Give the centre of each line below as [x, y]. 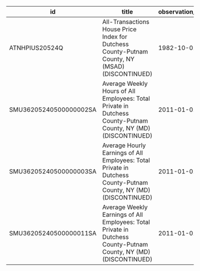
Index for [115, 37]
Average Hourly [124, 145]
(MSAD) [113, 66]
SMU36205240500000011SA [53, 233]
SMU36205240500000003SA [53, 171]
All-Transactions [126, 22]
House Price [119, 29]
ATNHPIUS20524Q [36, 48]
